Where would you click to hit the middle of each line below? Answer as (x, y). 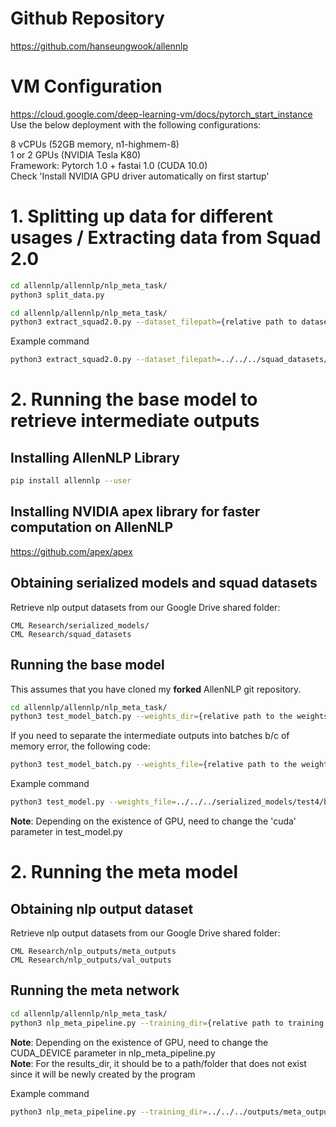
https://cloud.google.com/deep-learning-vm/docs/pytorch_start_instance (161, 114)
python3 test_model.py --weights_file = (93, 802)
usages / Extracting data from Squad (166, 238)
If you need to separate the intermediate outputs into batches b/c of (150, 736)
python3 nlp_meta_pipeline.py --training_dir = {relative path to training (167, 1023)
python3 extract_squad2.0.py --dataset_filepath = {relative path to (154, 322)
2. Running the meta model (124, 872)
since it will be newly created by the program (103, 1074)
